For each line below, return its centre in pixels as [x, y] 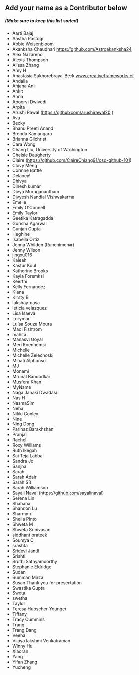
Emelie [19, 202]
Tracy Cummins [28, 620]
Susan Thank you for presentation [47, 583]
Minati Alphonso [29, 361]
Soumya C [23, 540]
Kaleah [19, 260]
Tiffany [20, 614]
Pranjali [20, 435]
